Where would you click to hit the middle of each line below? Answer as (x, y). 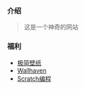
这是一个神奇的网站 (51, 27)
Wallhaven (32, 71)
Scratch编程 (34, 78)
